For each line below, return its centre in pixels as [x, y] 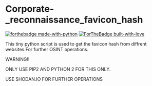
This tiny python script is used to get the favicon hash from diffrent [76, 44]
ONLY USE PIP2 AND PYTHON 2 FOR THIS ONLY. [58, 69]
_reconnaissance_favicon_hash [74, 20]
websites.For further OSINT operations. [47, 49]
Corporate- [30, 9]
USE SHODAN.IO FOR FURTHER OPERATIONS [54, 79]
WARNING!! [17, 59]
